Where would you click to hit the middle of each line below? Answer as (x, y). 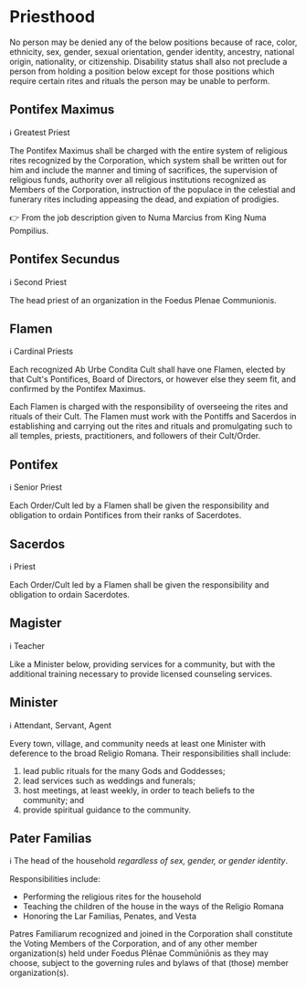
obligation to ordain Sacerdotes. (70, 594)
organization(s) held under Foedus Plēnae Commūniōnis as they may (139, 953)
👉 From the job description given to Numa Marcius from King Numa (138, 218)
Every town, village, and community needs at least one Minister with (138, 743)
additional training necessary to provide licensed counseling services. (141, 674)
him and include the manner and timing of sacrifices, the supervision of (144, 170)
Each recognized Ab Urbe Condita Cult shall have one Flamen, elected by (148, 370)
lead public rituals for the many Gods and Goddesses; (124, 770)
